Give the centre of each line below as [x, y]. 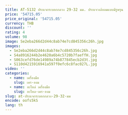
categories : [17, 73]
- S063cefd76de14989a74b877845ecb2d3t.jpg [53, 60]
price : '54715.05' [24, 14]
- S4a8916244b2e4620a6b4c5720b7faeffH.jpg [53, 55]
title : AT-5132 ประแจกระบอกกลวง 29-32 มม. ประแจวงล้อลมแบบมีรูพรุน [64, 10]
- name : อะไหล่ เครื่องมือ [30, 87]
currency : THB [20, 23]
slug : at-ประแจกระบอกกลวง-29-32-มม [38, 96]
